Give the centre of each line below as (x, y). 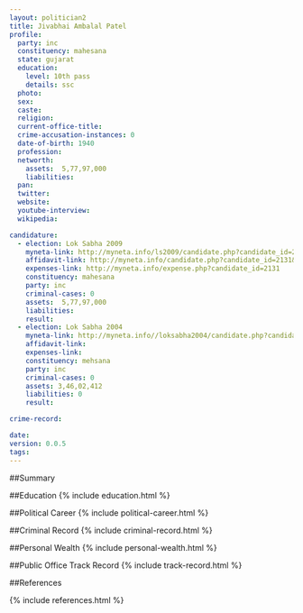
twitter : (34, 194)
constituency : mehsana (68, 361)
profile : (26, 34)
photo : (30, 93)
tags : (19, 452)
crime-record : (36, 419)
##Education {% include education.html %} (90, 495)
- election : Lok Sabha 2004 (70, 327)
